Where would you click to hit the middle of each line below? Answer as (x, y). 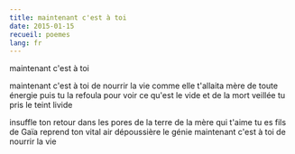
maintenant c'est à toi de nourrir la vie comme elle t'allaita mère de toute (143, 86)
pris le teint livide (41, 105)
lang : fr (26, 43)
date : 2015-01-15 (42, 26)
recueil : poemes (40, 34)
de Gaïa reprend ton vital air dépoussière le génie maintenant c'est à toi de (147, 132)
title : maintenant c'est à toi (68, 18)
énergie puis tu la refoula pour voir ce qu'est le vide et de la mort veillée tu (147, 95)
